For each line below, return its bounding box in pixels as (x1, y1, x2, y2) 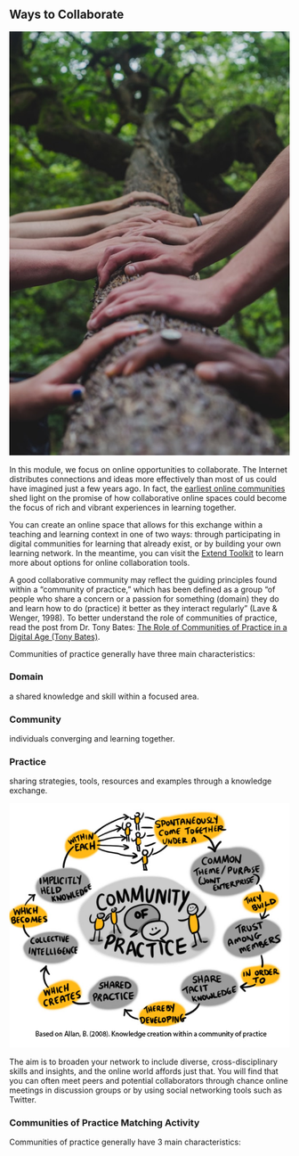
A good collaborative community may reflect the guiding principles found (9, 574, 278, 585)
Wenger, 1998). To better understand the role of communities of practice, (9, 612, 278, 623)
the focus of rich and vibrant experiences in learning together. (9, 502, 237, 512)
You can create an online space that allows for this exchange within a (9, 519, 263, 529)
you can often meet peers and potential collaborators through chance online (9, 1075, 288, 1086)
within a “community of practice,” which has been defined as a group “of (9, 584, 276, 594)
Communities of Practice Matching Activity (9, 1116, 200, 1128)
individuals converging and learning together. (9, 734, 175, 744)
